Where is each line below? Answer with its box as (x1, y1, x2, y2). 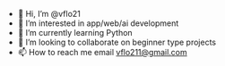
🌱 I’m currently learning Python (17, 28, 133, 37)
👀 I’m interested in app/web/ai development (17, 18, 179, 29)
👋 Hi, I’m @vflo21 (17, 9, 81, 19)
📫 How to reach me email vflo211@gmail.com (17, 47, 187, 57)
